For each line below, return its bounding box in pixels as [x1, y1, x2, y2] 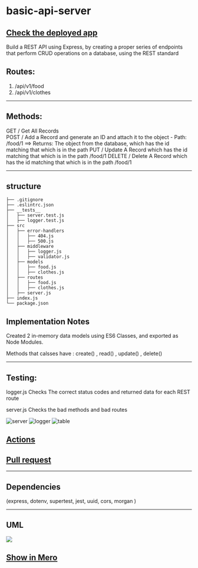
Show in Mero [6, 553, 58, 563]
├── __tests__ [6, 207, 41, 214]
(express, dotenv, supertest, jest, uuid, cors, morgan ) [6, 498, 137, 505]
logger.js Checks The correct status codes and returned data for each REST [6, 389, 190, 396]
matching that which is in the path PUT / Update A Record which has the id [6, 146, 187, 153]
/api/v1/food [14, 82, 44, 89]
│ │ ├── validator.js [6, 254, 70, 260]
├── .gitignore [6, 197, 44, 203]
